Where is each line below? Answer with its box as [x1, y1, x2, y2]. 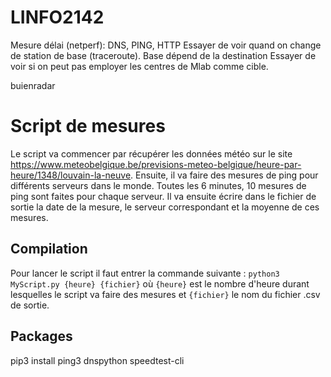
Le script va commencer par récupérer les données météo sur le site [10, 147, 293, 160]
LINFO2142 [10, 6, 105, 29]
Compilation [10, 241, 88, 258]
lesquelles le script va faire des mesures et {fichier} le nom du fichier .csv [10, 288, 321, 300]
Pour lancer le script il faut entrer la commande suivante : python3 [10, 267, 280, 279]
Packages [10, 328, 73, 345]
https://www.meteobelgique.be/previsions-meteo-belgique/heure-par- [10, 158, 302, 170]
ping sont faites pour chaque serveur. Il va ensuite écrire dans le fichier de [10, 190, 317, 202]
